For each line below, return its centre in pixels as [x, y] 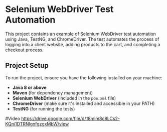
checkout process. [24, 50]
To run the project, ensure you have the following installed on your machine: [84, 78]
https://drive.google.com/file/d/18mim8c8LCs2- [70, 118]
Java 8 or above [29, 87]
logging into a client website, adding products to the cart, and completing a [83, 44]
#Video [13, 118]
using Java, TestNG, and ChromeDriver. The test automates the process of [82, 39]
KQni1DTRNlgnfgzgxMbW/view [37, 123]
